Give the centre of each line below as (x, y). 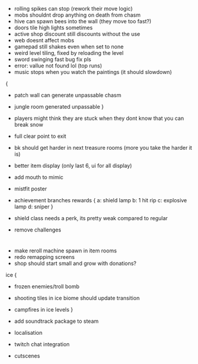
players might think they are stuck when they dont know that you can (99, 118)
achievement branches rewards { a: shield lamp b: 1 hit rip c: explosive (100, 200)
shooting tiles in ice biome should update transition (77, 298)
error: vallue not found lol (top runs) (58, 66)
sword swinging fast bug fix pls (53, 59)
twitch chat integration (42, 344)
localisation (28, 333)
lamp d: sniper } (34, 206)
